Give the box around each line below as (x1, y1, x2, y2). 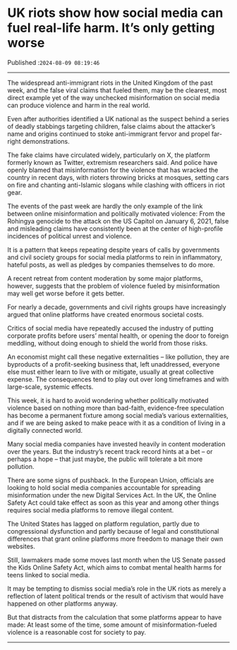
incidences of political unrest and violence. (7, 231, 133, 240)
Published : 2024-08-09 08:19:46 (7, 58, 100, 66)
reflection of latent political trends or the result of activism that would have (7, 591, 224, 600)
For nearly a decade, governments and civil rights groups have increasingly (7, 302, 227, 311)
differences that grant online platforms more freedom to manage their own (7, 534, 224, 543)
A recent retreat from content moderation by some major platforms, (7, 274, 203, 283)
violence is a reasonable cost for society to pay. (7, 627, 147, 636)
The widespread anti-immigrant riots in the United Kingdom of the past (7, 78, 213, 87)
